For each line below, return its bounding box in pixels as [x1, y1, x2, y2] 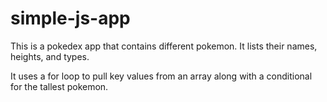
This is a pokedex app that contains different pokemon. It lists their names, [10, 40, 318, 52]
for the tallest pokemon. [10, 80, 109, 92]
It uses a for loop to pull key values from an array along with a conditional [10, 70, 313, 82]
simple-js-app [10, 7, 131, 30]
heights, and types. [10, 50, 90, 62]
